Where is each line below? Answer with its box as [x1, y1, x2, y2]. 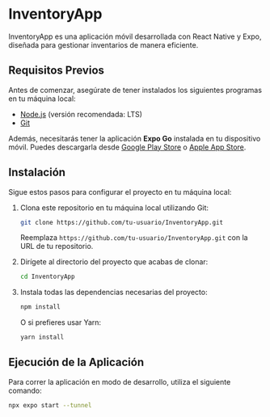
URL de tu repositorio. [19, 242, 94, 251]
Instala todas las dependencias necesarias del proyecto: [19, 288, 208, 297]
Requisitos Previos [8, 64, 105, 78]
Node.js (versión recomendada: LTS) [19, 109, 143, 119]
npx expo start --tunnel [8, 401, 92, 409]
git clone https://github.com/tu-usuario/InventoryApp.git [19, 218, 224, 226]
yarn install [19, 333, 65, 342]
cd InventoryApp [19, 272, 75, 281]
